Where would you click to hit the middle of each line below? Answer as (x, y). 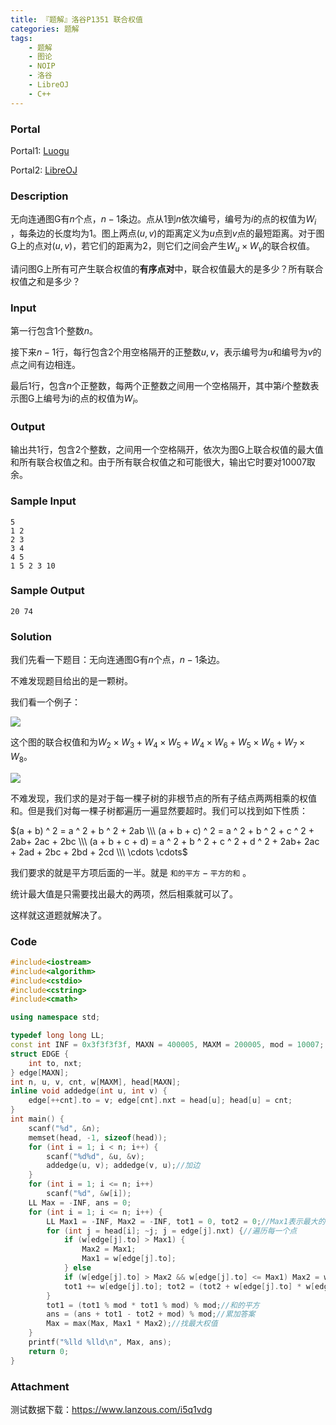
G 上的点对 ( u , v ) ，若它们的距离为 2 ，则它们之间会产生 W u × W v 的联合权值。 (163, 247)
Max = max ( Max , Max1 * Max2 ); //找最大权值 (132, 1324)
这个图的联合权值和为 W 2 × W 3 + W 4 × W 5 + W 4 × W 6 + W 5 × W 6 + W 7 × (158, 743)
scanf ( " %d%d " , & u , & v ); (95, 1156)
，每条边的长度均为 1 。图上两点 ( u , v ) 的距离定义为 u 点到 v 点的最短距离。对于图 (167, 233)
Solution (31, 636)
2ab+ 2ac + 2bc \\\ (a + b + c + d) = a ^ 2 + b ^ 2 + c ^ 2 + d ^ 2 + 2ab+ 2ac (165, 841)
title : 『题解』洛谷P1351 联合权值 (76, 19)
